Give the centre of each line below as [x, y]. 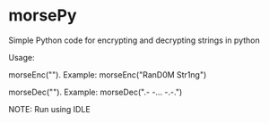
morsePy [43, 16]
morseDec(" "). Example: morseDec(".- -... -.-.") [95, 92]
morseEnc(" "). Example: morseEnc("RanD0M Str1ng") [108, 74]
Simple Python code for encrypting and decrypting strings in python [134, 40]
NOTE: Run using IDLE [49, 109]
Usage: [22, 57]
